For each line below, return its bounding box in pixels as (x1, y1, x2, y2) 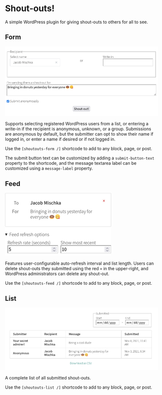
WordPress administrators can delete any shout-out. (5, 271, 110, 277)
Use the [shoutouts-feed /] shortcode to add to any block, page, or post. (5, 280, 152, 286)
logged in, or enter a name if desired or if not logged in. (5, 137, 115, 142)
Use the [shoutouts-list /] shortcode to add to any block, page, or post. (5, 384, 152, 390)
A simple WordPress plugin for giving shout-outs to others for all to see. (5, 19, 148, 25)
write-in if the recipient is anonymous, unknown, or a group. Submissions (5, 126, 151, 132)
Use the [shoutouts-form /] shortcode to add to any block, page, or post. (5, 146, 152, 152)
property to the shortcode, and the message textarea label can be (5, 160, 137, 166)
